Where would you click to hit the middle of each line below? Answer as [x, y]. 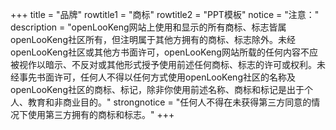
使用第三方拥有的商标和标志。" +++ [101, 114]
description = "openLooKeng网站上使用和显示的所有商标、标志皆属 [148, 27]
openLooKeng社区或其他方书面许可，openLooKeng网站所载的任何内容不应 [164, 52]
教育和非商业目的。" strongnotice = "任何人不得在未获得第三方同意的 [169, 102]
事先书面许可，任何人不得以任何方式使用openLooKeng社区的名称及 [157, 77]
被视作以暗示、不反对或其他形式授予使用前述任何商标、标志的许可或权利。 [163, 64]
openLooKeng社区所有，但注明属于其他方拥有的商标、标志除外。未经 [153, 39]
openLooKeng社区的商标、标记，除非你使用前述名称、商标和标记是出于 [157, 89]
